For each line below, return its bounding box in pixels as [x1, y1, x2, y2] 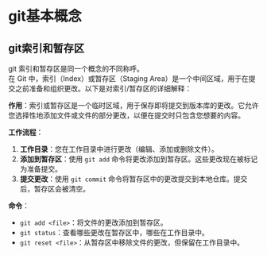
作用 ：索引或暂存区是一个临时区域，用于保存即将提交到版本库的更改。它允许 [8, 101, 259, 110]
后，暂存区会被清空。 [19, 184, 90, 193]
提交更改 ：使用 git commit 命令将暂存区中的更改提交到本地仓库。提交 [19, 174, 248, 184]
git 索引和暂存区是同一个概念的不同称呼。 [8, 64, 145, 73]
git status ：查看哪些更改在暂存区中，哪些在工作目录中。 [19, 228, 209, 237]
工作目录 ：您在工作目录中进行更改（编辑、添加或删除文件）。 [19, 145, 219, 153]
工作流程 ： [8, 128, 44, 137]
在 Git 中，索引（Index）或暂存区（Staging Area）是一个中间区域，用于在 [8, 74, 249, 83]
